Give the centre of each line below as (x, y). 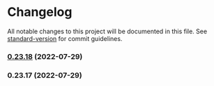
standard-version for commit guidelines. (65, 38)
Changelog (40, 12)
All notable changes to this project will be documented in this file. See (107, 31)
